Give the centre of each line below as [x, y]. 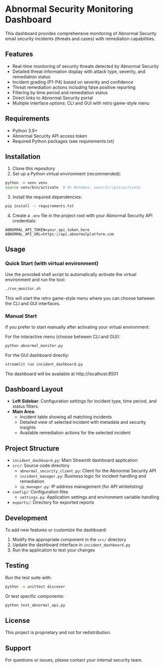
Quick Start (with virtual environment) [52, 264]
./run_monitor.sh [23, 288]
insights [28, 428]
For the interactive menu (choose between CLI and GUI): [63, 336]
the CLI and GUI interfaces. [33, 303]
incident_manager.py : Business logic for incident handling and [83, 476]
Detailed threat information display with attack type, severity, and [79, 71]
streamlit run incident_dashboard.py [44, 364]
